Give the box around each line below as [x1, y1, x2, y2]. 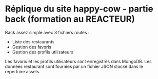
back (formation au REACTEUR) [5, 13, 135, 25]
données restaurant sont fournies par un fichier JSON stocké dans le [5, 64, 143, 69]
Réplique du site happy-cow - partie [5, 3, 154, 14]
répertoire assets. [5, 68, 40, 74]
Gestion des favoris [12, 44, 52, 50]
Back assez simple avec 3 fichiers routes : [5, 29, 90, 35]
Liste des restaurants [12, 39, 55, 44]
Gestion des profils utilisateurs [12, 49, 74, 55]
